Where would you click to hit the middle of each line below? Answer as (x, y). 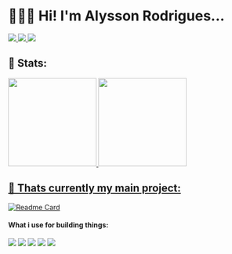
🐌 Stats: (27, 63)
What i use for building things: (58, 225)
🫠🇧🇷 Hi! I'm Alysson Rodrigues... (116, 16)
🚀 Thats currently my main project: (95, 189)
